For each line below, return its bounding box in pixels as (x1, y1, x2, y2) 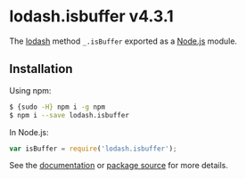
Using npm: (9, 85, 52, 95)
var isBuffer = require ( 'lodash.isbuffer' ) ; (9, 144, 177, 153)
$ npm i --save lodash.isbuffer (9, 110, 129, 119)
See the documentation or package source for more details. (9, 160, 229, 171)
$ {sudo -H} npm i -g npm (9, 102, 105, 111)
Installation (9, 61, 73, 77)
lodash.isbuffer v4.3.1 (9, 6, 174, 27)
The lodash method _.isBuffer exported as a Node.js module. (9, 36, 238, 46)
